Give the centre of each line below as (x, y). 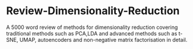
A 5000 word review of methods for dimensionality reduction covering (92, 27)
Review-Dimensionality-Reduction (93, 11)
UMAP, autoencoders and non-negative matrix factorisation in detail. (103, 40)
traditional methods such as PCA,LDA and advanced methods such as (92, 33)
